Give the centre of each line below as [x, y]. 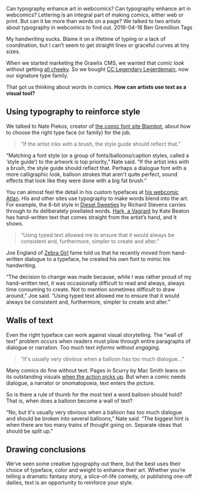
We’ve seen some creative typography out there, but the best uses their [94, 464]
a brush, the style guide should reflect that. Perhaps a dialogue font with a [96, 168]
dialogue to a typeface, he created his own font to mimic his [97, 259]
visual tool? [21, 93]
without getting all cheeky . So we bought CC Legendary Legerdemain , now [98, 69]
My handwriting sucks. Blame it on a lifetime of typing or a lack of [86, 39]
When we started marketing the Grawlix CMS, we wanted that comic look [95, 63]
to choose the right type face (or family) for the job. [69, 132]
